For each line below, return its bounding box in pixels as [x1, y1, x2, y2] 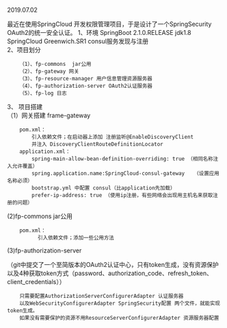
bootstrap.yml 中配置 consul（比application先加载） [31, 185, 176, 191]
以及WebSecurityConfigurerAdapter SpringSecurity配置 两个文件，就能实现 [19, 300, 221, 307]
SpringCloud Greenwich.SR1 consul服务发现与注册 [7, 37, 149, 45]
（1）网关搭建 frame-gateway [7, 111, 91, 119]
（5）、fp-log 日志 [19, 90, 67, 97]
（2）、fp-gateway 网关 [19, 68, 80, 75]
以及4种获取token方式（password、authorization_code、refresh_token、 [7, 269, 213, 277]
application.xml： [19, 148, 70, 155]
